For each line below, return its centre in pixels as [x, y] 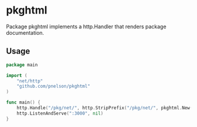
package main [22, 65]
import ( [17, 75]
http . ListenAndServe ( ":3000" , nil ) [60, 113]
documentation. [25, 32]
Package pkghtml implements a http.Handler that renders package [86, 26]
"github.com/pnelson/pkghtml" [54, 86]
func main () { [23, 103]
